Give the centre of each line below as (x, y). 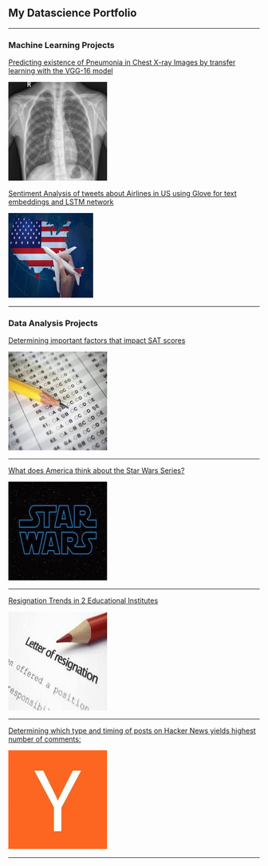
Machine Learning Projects (61, 45)
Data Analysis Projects (53, 324)
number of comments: (45, 739)
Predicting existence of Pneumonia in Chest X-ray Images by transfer (122, 62)
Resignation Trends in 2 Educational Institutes (83, 600)
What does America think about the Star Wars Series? (97, 470)
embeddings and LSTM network (61, 202)
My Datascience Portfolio (73, 13)
